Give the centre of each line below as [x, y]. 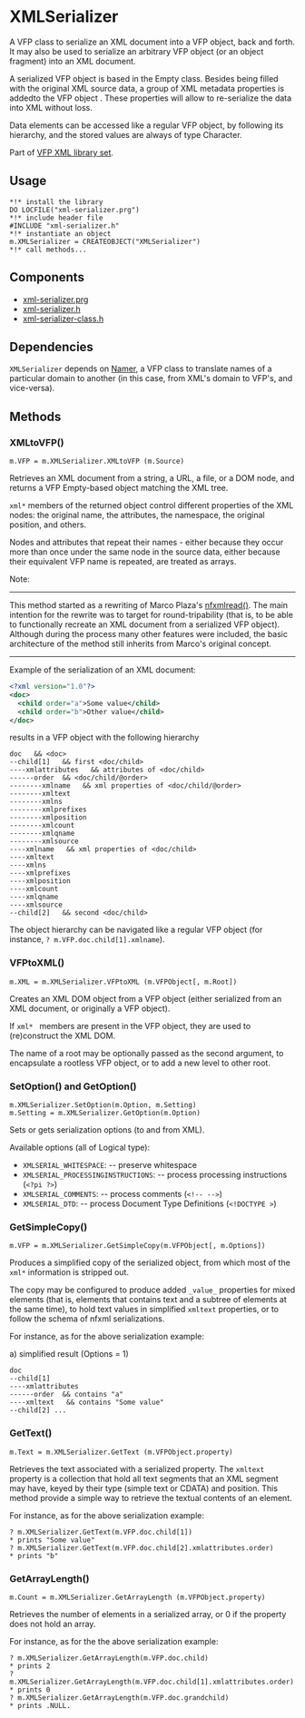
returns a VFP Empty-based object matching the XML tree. [119, 488]
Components [47, 277]
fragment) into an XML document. [73, 61]
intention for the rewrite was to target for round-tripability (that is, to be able [151, 615]
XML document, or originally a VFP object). [90, 1008]
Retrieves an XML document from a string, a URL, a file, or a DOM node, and [152, 478]
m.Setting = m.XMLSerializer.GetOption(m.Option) [105, 1114]
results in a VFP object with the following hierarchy [104, 738]
